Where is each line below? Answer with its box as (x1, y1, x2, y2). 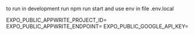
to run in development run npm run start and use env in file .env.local (6, 5, 174, 12)
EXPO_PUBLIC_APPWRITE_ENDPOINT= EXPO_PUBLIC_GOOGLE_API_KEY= (6, 23, 189, 30)
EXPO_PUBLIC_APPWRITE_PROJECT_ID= (6, 17, 108, 23)
